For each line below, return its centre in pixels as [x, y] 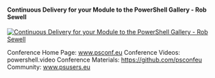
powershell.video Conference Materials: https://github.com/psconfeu [105, 60]
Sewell [17, 16]
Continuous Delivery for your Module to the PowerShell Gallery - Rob [107, 10]
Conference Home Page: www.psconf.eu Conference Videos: [93, 53]
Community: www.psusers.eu [49, 67]
